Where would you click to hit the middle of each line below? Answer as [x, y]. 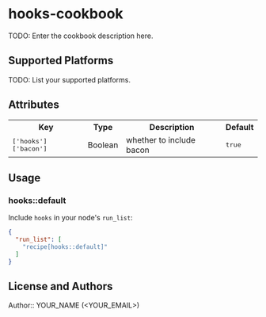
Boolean [103, 145]
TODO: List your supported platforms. [70, 79]
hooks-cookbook [66, 14]
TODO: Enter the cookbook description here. [81, 36]
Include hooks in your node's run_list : [70, 218]
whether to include [161, 139]
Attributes [34, 105]
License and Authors [61, 286]
